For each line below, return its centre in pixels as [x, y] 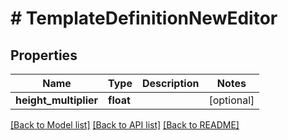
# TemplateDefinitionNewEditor [144, 18]
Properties [44, 55]
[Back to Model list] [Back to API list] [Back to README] [125, 125]
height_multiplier [57, 100]
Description [170, 83]
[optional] [231, 100]
